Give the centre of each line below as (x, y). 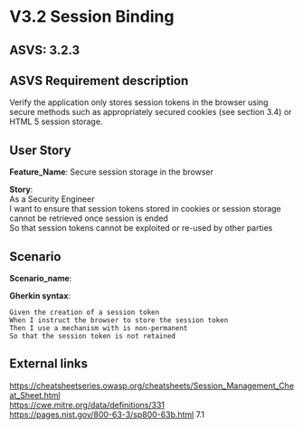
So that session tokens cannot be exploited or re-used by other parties (141, 228)
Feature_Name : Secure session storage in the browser (112, 172)
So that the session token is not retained (93, 337)
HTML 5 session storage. (56, 122)
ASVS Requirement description (99, 80)
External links (49, 364)
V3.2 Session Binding (92, 17)
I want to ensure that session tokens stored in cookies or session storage (146, 209)
